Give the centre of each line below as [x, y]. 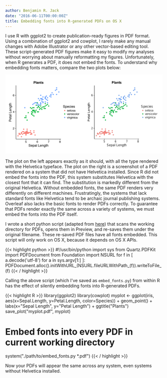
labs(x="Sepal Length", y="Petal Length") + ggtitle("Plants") [67, 306]
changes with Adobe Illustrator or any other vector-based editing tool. [77, 46]
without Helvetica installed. [33, 371]
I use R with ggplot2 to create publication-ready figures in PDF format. [77, 36]
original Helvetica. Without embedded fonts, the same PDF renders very [79, 188]
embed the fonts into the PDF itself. [41, 214]
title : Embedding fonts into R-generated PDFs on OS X [63, 21]
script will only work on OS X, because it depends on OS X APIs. [71, 240]
